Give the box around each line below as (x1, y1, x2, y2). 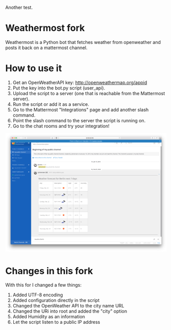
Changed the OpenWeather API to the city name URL (12, 303, 124, 309)
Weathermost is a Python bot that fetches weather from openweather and (5, 39, 161, 45)
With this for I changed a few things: (5, 282, 82, 288)
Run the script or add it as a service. (12, 101, 90, 107)
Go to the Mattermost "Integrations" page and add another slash (12, 106, 149, 113)
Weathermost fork (5, 23, 85, 34)
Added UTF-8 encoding (12, 292, 63, 298)
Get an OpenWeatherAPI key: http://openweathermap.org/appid (12, 79, 147, 85)
